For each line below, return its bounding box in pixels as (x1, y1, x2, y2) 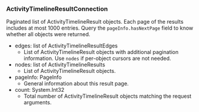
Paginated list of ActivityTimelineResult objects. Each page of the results (6, 18, 184, 25)
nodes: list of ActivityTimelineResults (14, 61, 106, 68)
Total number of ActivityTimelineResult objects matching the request (23, 92, 192, 100)
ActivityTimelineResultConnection (6, 5, 108, 13)
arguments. (23, 99, 52, 106)
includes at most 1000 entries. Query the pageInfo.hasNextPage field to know (6, 24, 194, 31)
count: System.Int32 (14, 87, 65, 94)
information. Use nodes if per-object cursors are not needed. (23, 55, 171, 62)
